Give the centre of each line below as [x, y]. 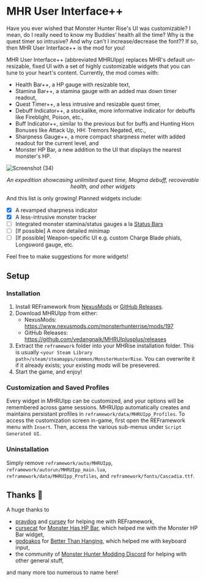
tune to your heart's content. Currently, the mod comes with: [83, 72]
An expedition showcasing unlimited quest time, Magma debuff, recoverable [103, 180]
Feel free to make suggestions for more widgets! [67, 257]
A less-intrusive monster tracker [56, 217]
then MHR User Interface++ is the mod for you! [66, 48]
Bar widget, [30, 535]
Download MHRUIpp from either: [56, 313]
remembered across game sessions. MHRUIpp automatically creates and [98, 407]
